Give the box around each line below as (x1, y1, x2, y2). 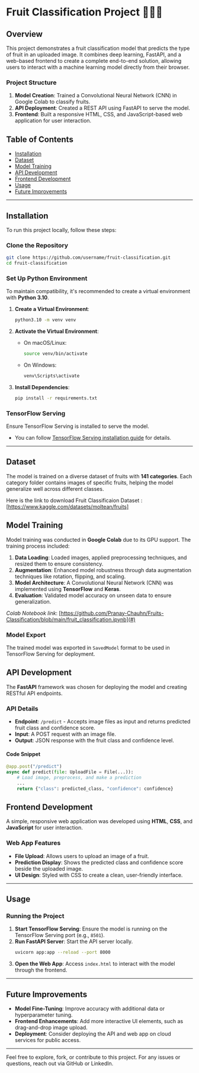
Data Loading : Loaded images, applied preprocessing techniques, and (14, 554, 187, 561)
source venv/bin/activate (23, 351, 88, 357)
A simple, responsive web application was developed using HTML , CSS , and (6, 818, 193, 825)
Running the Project (6, 912, 65, 920)
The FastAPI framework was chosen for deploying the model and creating (6, 683, 187, 690)
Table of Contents (6, 134, 74, 144)
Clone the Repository (6, 241, 69, 249)
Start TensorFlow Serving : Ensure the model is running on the (14, 925, 168, 932)
